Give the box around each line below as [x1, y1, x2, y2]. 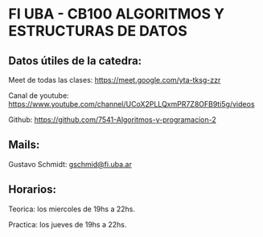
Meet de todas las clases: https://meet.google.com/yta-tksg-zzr [8, 76, 221, 84]
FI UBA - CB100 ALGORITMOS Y [8, 5, 225, 23]
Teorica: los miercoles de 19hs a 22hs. [8, 204, 135, 214]
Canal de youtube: [8, 91, 70, 100]
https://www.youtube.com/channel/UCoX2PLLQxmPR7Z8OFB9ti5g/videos [8, 100, 255, 108]
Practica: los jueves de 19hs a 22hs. [8, 219, 127, 229]
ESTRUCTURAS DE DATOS [8, 22, 187, 40]
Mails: [8, 138, 40, 152]
